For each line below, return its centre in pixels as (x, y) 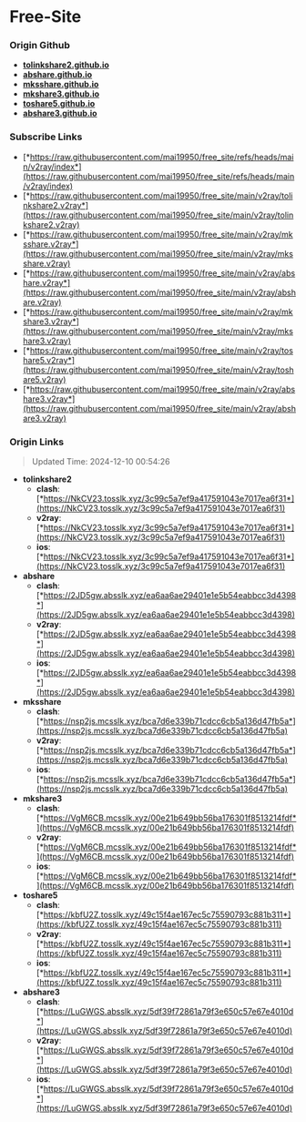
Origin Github (40, 46)
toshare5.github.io (59, 104)
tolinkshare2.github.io (66, 65)
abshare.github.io (57, 75)
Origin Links (37, 442)
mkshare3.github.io (61, 94)
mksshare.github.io (61, 85)
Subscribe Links (46, 137)
